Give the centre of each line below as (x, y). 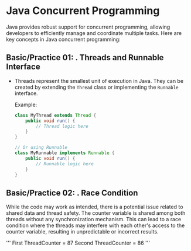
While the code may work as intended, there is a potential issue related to (95, 207)
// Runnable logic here (65, 164)
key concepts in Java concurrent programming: (64, 39)
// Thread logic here (62, 126)
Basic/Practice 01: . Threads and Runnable (85, 57)
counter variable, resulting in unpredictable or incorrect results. (83, 232)
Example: (26, 104)
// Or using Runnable (41, 148)
